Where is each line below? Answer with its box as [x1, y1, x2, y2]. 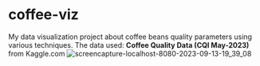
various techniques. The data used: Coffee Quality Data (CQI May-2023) [8, 40, 250, 49]
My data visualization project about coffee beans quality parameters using [8, 32, 253, 41]
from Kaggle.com [8, 49, 65, 58]
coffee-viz [8, 6, 80, 24]
